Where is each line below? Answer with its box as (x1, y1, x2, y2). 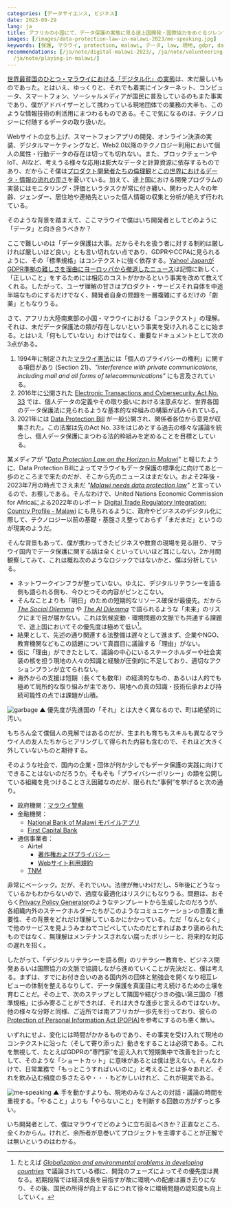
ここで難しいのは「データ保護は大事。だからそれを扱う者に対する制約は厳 (7, 239, 218, 247)
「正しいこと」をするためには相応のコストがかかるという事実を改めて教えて (7, 273, 224, 282)
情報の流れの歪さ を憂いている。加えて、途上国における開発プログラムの (19, 175, 223, 183)
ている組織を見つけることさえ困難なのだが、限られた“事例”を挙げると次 (7, 778, 212, 786)
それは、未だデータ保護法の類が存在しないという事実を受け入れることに (7, 322, 212, 330)
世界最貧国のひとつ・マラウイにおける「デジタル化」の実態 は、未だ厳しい (7, 74, 218, 83)
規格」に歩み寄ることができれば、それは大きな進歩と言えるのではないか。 (12, 999, 224, 1007)
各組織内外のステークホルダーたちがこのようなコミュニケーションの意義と (7, 907, 218, 915)
